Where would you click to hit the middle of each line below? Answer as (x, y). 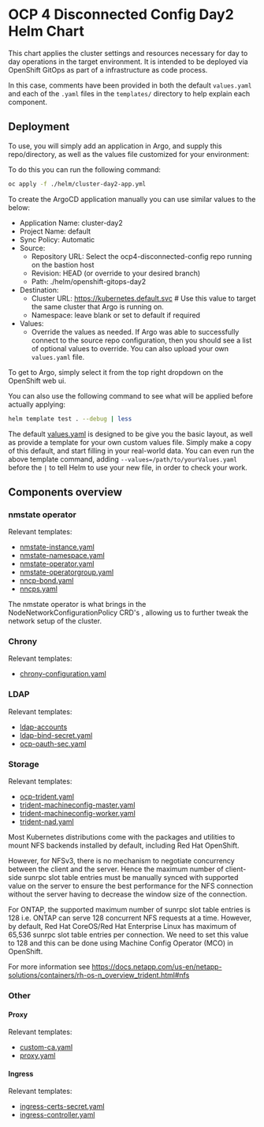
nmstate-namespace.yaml (62, 556)
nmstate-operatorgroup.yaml (67, 572)
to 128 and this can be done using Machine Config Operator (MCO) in (121, 943)
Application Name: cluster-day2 (71, 223)
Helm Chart (46, 31)
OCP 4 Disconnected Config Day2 (121, 15)
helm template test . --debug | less (70, 419)
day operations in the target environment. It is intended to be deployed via (128, 62)
